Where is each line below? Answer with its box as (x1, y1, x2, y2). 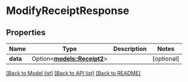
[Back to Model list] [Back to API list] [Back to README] (6, 70, 141, 77)
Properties (6, 28, 46, 37)
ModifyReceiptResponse (6, 4, 130, 18)
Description (113, 45, 147, 53)
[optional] (152, 54, 180, 63)
